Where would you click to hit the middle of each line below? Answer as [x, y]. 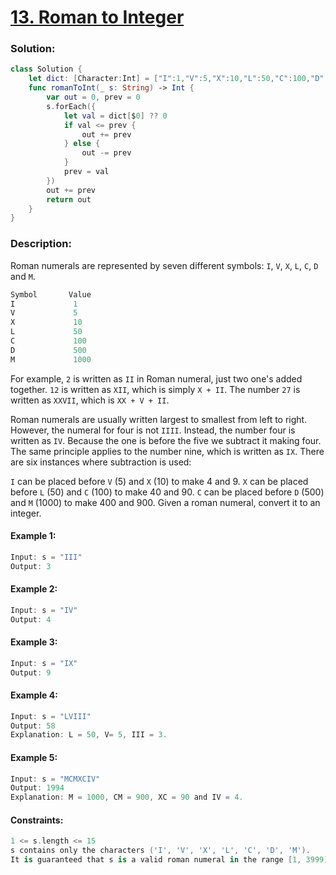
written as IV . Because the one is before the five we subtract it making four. [166, 440]
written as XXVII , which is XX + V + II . [90, 400]
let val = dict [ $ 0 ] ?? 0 [115, 116]
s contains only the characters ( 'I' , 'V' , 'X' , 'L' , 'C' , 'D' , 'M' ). [160, 851]
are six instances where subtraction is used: [101, 462]
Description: [41, 244]
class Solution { [46, 69]
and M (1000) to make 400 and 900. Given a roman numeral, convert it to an [165, 502]
